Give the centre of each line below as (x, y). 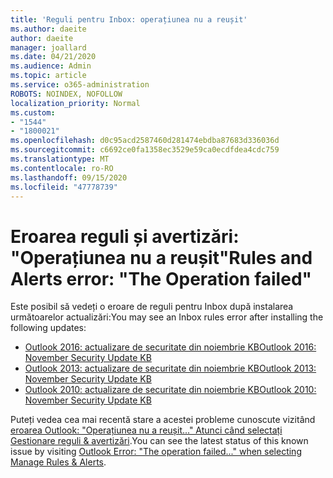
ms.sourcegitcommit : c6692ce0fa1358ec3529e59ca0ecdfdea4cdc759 (145, 150)
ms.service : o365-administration (80, 85)
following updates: (48, 328)
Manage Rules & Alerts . (58, 462)
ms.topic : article (48, 76)
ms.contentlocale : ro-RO (62, 168)
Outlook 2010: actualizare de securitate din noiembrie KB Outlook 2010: (170, 390)
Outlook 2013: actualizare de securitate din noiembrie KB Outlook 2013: (170, 368)
